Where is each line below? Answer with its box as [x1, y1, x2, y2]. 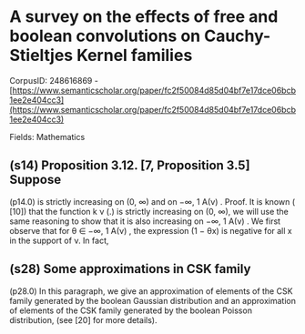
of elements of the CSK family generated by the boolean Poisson [9, 305, 253, 316]
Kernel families [76, 46, 193, 66]
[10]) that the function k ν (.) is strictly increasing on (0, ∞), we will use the [9, 206, 289, 217]
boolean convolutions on [9, 25, 201, 46]
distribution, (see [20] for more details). [9, 314, 158, 325]
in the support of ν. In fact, [9, 235, 109, 246]
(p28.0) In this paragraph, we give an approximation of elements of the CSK [9, 285, 293, 297]
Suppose [9, 172, 62, 187]
